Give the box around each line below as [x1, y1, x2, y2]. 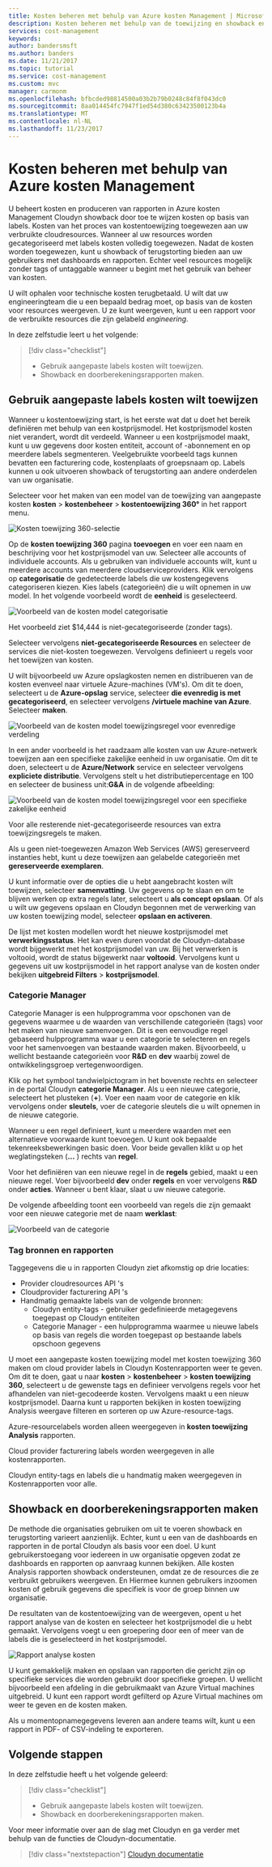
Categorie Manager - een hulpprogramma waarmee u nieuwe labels [32, 1321, 259, 1332]
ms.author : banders [8, 49, 74, 57]
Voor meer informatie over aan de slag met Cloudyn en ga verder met [8, 1825, 240, 1835]
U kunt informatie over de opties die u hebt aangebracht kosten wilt [8, 876, 233, 887]
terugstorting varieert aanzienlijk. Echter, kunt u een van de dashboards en [8, 1532, 257, 1542]
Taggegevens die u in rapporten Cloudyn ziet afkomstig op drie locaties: [8, 1263, 249, 1273]
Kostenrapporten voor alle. [8, 1479, 97, 1489]
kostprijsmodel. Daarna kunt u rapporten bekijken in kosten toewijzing [8, 1397, 241, 1407]
